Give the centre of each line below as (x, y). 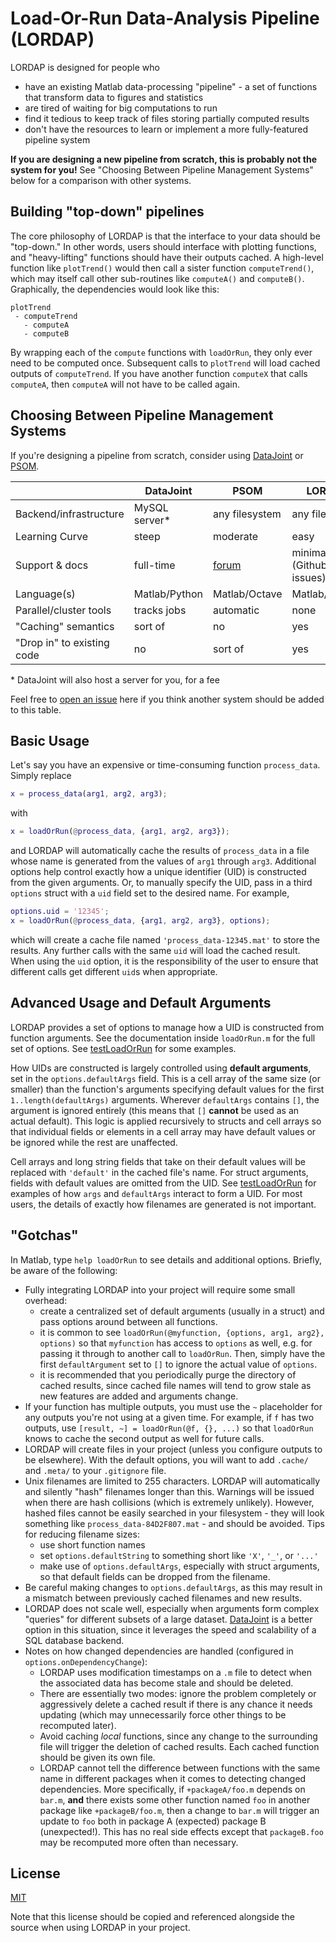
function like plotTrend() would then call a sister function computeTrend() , (162, 268)
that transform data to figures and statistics (114, 97)
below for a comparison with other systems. (101, 180)
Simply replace (41, 776)
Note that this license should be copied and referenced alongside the (152, 1917)
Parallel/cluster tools (63, 610)
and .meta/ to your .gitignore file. (95, 1470)
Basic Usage (50, 740)
